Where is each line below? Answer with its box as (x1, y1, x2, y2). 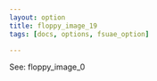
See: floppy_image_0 (9, 61, 86, 72)
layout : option (9, 12, 66, 22)
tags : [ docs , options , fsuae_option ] (9, 29, 150, 38)
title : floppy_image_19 (9, 21, 98, 30)
